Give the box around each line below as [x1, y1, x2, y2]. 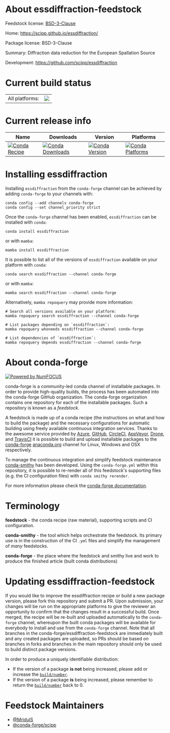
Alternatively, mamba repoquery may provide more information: [5, 299, 133, 305]
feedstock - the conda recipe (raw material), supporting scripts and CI [5, 517, 153, 523]
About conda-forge [5, 357, 88, 368]
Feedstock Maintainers [5, 700, 104, 711]
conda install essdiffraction [5, 229, 69, 234]
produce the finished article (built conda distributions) [5, 558, 118, 564]
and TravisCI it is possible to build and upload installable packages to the [5, 436, 157, 442]
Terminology [5, 500, 60, 511]
